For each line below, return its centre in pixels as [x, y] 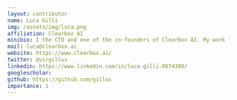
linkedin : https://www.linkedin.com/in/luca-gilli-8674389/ [98, 66]
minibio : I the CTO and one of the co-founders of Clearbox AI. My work [116, 40]
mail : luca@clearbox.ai [42, 46]
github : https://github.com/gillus [60, 79]
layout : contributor [38, 14]
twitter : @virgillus [38, 60]
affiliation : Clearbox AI [45, 33]
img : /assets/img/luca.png [47, 27]
